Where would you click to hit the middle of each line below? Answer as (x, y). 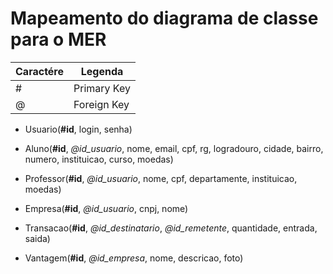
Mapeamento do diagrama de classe (164, 18)
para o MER (58, 39)
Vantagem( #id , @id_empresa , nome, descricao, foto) (134, 258)
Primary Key (102, 88)
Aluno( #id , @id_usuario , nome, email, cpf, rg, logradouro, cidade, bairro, (174, 148)
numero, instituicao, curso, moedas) (99, 159)
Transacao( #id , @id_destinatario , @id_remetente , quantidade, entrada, (171, 228)
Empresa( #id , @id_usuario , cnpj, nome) (106, 208)
